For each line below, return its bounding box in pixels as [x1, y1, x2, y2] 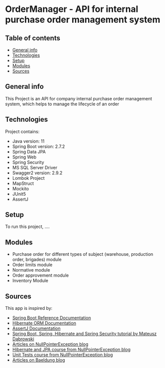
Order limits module [12, 262, 53, 268]
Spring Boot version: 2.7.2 [12, 143, 65, 149]
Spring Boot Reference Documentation [12, 315, 91, 321]
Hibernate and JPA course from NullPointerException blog [12, 347, 131, 353]
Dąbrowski [12, 336, 35, 342]
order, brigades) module [12, 257, 62, 263]
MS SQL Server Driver [12, 164, 58, 170]
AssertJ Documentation [12, 325, 61, 331]
